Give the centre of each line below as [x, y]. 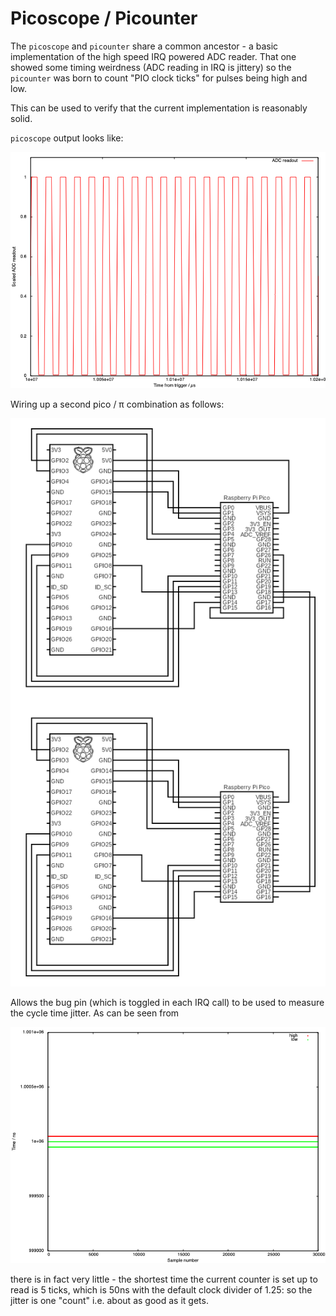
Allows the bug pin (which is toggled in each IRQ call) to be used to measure [167, 1002]
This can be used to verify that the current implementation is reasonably [159, 108]
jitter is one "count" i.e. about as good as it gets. [109, 1300]
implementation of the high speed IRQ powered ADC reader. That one [153, 56]
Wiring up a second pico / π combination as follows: [117, 404]
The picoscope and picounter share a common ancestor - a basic [144, 46]
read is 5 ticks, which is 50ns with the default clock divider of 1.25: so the [161, 1289]
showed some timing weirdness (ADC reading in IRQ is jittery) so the [151, 67]
